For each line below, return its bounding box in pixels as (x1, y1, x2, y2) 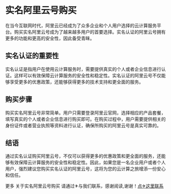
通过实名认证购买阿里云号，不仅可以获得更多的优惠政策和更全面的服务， (5, 153, 157, 159)
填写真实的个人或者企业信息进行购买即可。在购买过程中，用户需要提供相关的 (5, 116, 166, 122)
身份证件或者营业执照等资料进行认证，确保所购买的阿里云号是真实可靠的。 (5, 122, 161, 128)
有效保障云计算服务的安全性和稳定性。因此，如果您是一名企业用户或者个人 (9, 159, 166, 165)
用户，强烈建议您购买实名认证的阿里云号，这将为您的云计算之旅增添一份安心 (5, 166, 166, 172)
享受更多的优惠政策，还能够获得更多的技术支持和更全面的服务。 (9, 78, 144, 85)
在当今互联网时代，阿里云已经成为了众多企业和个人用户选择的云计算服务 (5, 22, 157, 29)
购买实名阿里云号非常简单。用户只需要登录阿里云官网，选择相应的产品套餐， (5, 109, 166, 116)
